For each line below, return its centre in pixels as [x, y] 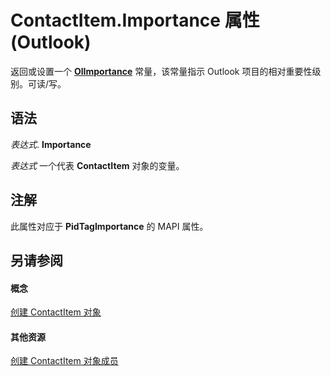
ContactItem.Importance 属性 [135, 20]
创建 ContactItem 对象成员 [64, 361]
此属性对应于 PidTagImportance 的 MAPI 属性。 [109, 226]
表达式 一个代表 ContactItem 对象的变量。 [97, 165]
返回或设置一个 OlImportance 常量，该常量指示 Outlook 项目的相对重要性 [161, 71]
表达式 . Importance [51, 144]
